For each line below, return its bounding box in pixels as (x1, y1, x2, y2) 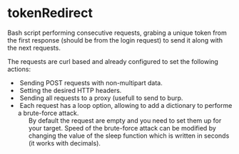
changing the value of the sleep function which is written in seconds (28, 131, 230, 140)
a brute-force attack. (17, 109, 79, 117)
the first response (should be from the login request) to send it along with (7, 35, 223, 44)
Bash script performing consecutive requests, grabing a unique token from (7, 28, 227, 37)
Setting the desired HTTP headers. (19, 86, 122, 94)
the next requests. (7, 43, 61, 52)
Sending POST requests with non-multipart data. (19, 78, 163, 87)
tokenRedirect (7, 5, 93, 21)
